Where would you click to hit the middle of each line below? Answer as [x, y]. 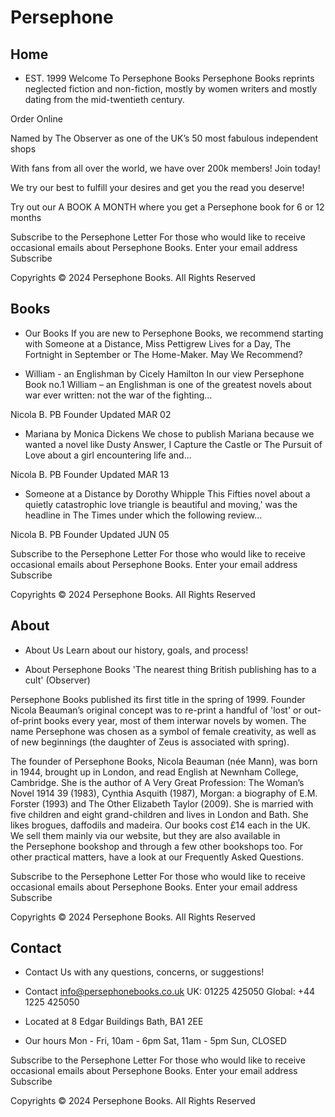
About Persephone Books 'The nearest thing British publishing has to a [170, 669]
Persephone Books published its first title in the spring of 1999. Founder [158, 699]
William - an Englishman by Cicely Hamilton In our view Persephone [164, 373]
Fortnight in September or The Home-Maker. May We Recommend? [163, 354]
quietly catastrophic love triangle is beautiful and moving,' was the [161, 504]
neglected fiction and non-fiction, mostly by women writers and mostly [171, 89]
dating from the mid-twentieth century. [104, 99]
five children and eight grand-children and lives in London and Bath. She [159, 814]
